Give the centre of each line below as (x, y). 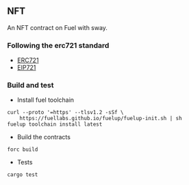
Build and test (30, 85)
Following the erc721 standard (58, 45)
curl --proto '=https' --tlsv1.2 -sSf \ (66, 113)
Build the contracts (43, 137)
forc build (23, 150)
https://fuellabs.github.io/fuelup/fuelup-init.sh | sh (101, 119)
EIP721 (26, 68)
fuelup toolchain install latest (55, 125)
